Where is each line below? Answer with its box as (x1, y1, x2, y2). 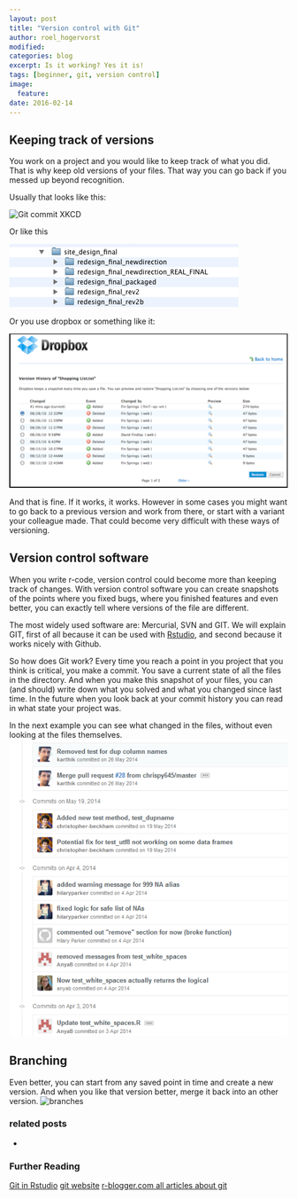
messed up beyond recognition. (9, 175, 126, 185)
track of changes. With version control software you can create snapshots (9, 584, 279, 594)
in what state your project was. (9, 702, 122, 713)
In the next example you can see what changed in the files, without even (9, 719, 272, 731)
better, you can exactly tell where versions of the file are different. (9, 602, 249, 613)
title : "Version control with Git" (9, 23, 141, 33)
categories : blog (9, 51, 73, 61)
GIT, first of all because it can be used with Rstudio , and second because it (9, 629, 283, 639)
